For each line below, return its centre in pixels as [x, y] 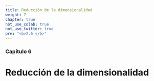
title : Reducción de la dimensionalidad [49, 10]
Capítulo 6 [18, 51]
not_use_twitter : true [29, 29]
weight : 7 [16, 15]
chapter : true [20, 19]
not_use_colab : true [27, 24]
